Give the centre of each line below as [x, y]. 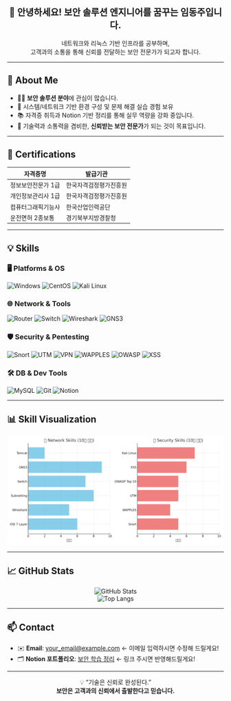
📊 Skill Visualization [52, 419]
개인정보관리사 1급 [35, 196]
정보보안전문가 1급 [35, 185]
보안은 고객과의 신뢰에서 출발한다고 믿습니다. [115, 691]
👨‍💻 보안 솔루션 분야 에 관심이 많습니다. [67, 98]
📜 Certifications [42, 155]
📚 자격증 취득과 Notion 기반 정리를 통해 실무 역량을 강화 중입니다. [106, 115]
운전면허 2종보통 [32, 217]
